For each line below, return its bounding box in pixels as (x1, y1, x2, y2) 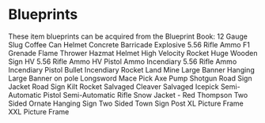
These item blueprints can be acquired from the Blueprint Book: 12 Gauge (8, 32, 248, 41)
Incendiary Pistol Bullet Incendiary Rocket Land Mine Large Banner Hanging (8, 65, 255, 74)
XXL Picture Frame (8, 106, 70, 116)
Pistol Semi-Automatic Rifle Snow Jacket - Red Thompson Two (43, 90, 248, 99)
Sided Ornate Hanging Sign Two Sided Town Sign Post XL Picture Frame (8, 99, 244, 108)
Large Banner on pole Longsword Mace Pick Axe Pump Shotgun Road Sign (8, 73, 252, 83)
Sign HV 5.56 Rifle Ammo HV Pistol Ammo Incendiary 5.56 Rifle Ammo (8, 57, 237, 66)
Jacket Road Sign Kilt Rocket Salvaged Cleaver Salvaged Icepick (8, 81, 219, 91)
